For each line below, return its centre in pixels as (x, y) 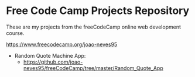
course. (15, 33)
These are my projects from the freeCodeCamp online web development (94, 27)
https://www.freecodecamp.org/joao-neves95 (62, 44)
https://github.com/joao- (53, 62)
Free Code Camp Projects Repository (98, 11)
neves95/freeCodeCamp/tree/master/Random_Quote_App (93, 68)
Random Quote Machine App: (50, 55)
